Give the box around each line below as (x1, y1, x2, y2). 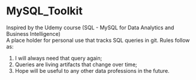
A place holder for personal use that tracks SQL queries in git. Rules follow (6, 36, 190, 44)
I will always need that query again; (14, 54, 102, 61)
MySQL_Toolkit (6, 4, 83, 18)
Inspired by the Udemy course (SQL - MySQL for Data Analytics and (6, 24, 174, 31)
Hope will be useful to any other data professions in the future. (14, 67, 170, 74)
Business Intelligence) (6, 30, 61, 37)
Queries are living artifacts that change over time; (14, 61, 138, 68)
